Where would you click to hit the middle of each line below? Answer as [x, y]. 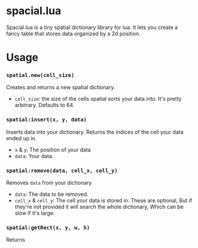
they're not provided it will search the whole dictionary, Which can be [99, 207]
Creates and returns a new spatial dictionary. [61, 88]
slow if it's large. [35, 213]
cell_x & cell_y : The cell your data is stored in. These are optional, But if [103, 201]
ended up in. [22, 138]
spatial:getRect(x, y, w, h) [48, 227]
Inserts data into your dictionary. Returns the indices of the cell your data [95, 132]
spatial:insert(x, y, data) [46, 120]
